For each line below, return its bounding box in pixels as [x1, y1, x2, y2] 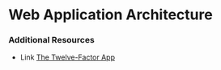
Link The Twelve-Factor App [19, 52, 116, 62]
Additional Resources [8, 35, 95, 46]
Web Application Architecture [8, 6, 213, 24]
